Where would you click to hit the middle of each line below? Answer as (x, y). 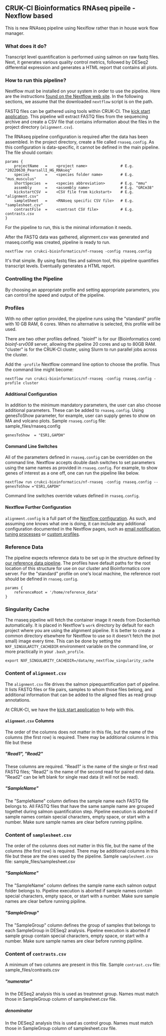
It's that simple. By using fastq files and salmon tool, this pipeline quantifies (82, 261)
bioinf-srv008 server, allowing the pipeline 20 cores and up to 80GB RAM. (81, 344)
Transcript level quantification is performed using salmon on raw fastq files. (82, 57)
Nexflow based (29, 16)
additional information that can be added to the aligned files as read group (81, 695)
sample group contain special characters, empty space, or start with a (77, 936)
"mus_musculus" (21, 179)
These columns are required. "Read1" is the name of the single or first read (82, 766)
